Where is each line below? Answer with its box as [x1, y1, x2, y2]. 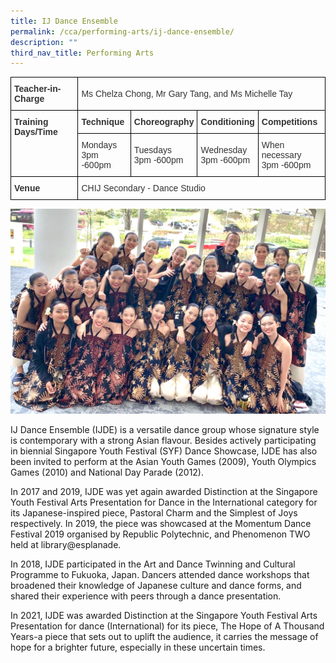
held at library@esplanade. [10, 538, 122, 550]
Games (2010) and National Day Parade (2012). [10, 466, 205, 478]
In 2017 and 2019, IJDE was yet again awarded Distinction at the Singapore [10, 485, 318, 497]
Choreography [133, 116, 195, 128]
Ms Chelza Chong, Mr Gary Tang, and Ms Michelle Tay [81, 88, 293, 100]
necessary [261, 150, 302, 161]
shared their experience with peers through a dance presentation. [10, 590, 282, 602]
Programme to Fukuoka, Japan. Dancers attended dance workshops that [10, 568, 310, 580]
